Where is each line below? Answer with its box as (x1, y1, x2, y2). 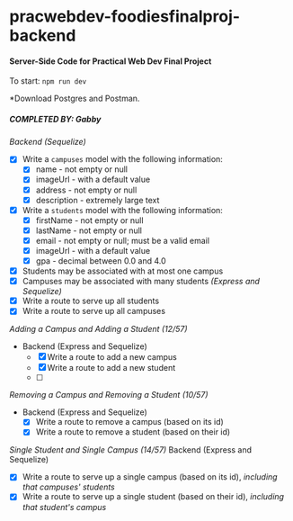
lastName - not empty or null (35, 225, 142, 236)
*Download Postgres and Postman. (9, 93, 140, 104)
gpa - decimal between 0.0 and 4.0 (35, 255, 166, 266)
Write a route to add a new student (47, 363, 176, 373)
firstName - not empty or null (35, 214, 144, 226)
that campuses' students (22, 481, 115, 492)
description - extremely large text (35, 194, 160, 205)
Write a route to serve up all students (22, 295, 160, 307)
